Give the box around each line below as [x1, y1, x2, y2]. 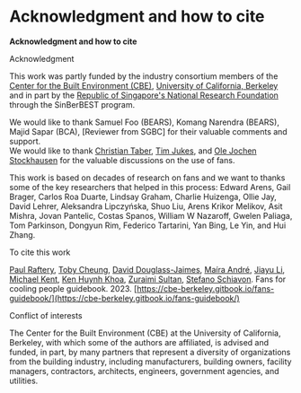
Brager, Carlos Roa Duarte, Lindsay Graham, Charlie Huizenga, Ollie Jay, [9, 191, 277, 202]
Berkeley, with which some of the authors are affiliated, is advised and [9, 336, 270, 347]
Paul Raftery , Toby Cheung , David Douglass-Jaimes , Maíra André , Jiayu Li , [9, 264, 286, 275]
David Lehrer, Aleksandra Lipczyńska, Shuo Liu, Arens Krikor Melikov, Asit [9, 200, 283, 212]
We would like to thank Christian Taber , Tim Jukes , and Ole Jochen [9, 145, 258, 156]
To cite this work [9, 247, 71, 258]
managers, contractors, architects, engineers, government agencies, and [9, 365, 280, 376]
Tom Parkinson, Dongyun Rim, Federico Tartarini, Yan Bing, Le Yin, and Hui [9, 220, 287, 231]
